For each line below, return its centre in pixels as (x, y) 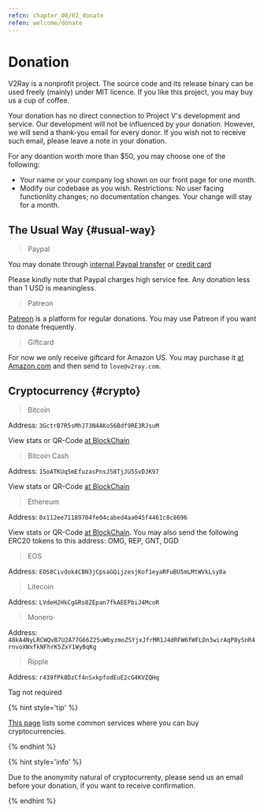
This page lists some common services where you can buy (104, 723)
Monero (40, 618)
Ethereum (43, 502)
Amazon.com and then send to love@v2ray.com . (85, 366)
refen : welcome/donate (45, 23)
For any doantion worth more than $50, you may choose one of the (117, 156)
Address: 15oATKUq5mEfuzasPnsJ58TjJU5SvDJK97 (84, 472)
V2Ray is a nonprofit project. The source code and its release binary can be (131, 84)
